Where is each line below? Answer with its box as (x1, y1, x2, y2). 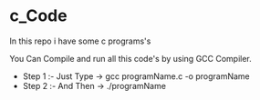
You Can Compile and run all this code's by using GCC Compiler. (9, 53, 253, 64)
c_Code (9, 5, 68, 26)
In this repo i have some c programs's (9, 35, 151, 46)
